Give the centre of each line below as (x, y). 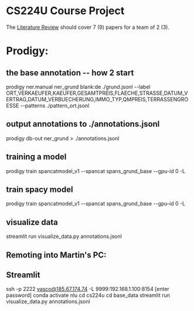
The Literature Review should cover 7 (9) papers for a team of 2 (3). (88, 27)
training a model (36, 157)
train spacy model (40, 189)
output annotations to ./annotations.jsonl (83, 124)
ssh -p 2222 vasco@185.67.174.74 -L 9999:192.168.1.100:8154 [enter (88, 289)
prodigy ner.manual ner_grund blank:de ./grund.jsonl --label (78, 87)
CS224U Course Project (65, 11)
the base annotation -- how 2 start (70, 73)
